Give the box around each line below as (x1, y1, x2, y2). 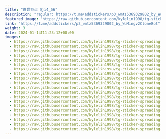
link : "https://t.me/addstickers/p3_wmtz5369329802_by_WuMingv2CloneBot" (5, 21, 161, 26)
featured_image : (5, 16, 39, 21)
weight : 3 (5, 26, 26, 31)
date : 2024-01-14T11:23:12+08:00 (5, 30, 74, 35)
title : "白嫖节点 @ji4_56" (5, 7, 58, 12)
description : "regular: (5, 12, 54, 17)
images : (5, 35, 21, 40)
